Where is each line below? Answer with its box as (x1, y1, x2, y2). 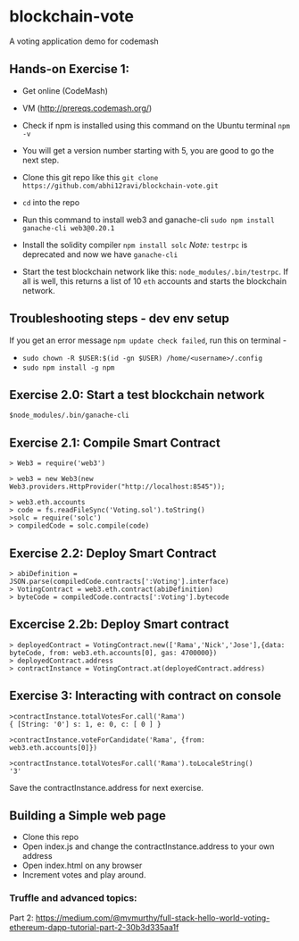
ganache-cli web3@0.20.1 (21, 223, 115, 233)
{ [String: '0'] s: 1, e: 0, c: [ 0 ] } (9, 720, 162, 729)
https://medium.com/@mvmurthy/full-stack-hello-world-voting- (35, 912, 270, 923)
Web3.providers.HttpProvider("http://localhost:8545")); (9, 482, 226, 492)
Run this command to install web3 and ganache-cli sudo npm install (21, 214, 275, 225)
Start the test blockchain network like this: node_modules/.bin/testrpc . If (21, 266, 288, 277)
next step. (21, 154, 60, 165)
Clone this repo (21, 832, 79, 843)
